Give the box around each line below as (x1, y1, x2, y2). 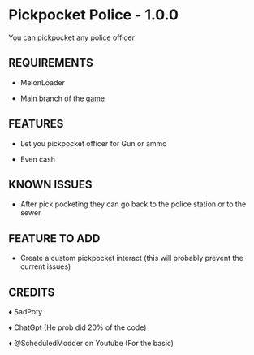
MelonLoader (19, 77, 65, 87)
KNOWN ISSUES (8, 177, 93, 192)
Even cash (19, 154, 55, 164)
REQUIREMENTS (8, 56, 93, 70)
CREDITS (8, 285, 55, 299)
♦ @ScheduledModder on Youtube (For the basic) (8, 339, 174, 348)
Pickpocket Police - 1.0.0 (8, 6, 179, 24)
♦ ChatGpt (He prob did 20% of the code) (8, 323, 147, 332)
